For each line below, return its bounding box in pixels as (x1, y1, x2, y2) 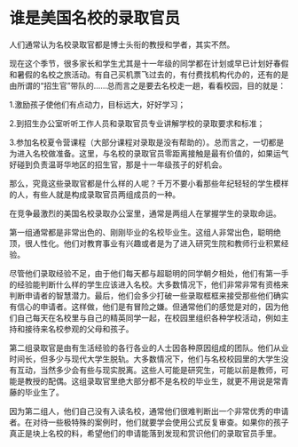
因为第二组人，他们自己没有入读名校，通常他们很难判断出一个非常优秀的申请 (9, 405, 289, 416)
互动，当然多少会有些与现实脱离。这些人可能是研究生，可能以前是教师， (16, 364, 281, 375)
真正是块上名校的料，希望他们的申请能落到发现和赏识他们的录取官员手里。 (9, 427, 281, 438)
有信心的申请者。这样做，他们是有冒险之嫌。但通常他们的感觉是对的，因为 (9, 301, 281, 312)
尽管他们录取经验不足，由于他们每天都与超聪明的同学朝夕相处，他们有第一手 (9, 267, 289, 278)
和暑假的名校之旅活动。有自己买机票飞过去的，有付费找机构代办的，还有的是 (9, 68, 289, 80)
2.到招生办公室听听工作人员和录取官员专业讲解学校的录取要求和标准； (9, 117, 265, 129)
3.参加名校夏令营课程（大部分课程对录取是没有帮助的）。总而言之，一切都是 (9, 137, 285, 148)
